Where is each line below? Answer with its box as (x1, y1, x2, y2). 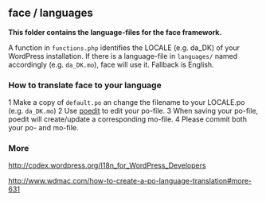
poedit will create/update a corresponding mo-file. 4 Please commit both (8, 114, 247, 124)
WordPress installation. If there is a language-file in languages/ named (8, 51, 238, 60)
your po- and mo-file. (8, 123, 79, 133)
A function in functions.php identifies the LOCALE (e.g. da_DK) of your (8, 43, 241, 52)
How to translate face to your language (8, 79, 162, 91)
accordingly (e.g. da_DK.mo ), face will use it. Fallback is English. (8, 60, 214, 69)
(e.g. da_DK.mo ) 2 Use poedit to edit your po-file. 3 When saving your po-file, (8, 106, 259, 116)
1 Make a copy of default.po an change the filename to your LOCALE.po (8, 98, 245, 107)
